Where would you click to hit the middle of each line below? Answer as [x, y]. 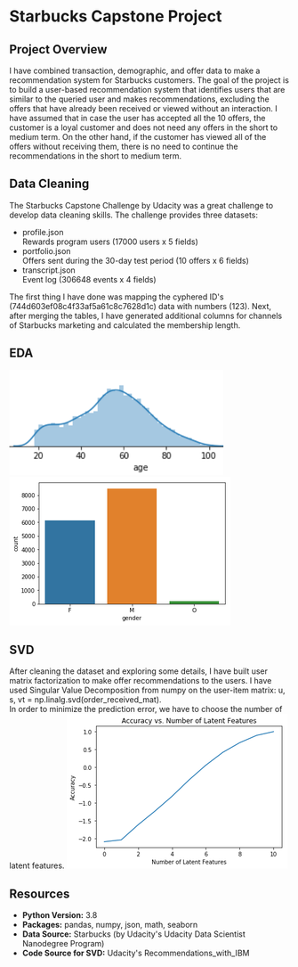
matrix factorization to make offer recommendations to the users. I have [141, 681]
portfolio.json [46, 250]
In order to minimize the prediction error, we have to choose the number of [146, 709]
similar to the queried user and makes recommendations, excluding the [139, 99]
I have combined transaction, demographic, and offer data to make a [135, 70]
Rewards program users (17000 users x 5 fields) [110, 242]
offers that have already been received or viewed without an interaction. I [143, 108]
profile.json [43, 232]
